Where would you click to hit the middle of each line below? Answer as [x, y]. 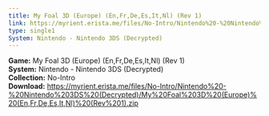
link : [17, 23]
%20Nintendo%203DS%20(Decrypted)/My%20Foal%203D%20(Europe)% [133, 95]
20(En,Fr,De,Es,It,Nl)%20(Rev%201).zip [73, 103]
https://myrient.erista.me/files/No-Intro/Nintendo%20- [137, 86]
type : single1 [32, 30]
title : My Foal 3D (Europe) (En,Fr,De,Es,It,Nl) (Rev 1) [105, 16]
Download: [27, 86]
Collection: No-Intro [42, 78]
